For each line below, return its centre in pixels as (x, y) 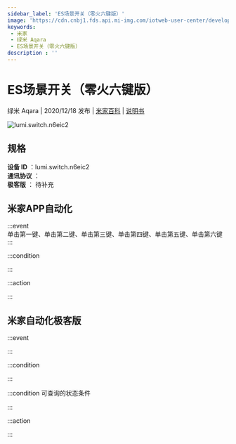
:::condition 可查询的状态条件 (49, 393)
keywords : (22, 27)
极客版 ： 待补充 (31, 184)
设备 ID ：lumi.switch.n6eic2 (48, 166)
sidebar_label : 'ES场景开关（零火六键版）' (66, 14)
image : (17, 20)
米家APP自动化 (40, 209)
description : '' (33, 53)
